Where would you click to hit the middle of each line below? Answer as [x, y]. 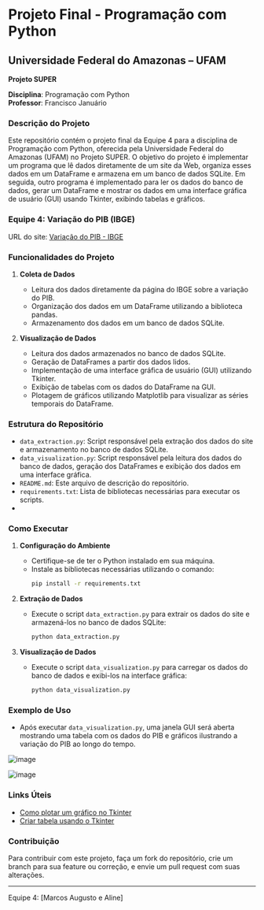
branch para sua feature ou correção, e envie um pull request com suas [124, 867]
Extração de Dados [51, 599]
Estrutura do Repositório [56, 424]
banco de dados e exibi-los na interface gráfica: [109, 676]
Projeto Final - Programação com [117, 15]
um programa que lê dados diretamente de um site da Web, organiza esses [130, 165]
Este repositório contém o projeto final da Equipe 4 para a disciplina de [123, 140]
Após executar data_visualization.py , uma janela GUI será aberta [127, 727]
